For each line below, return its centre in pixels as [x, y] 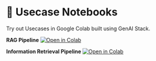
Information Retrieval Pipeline [44, 51]
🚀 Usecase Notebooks [62, 12]
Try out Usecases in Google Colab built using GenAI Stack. [78, 28]
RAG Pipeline [23, 40]
